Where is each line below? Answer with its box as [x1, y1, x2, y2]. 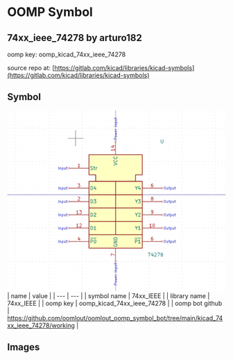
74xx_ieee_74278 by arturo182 [7, 32, 142, 44]
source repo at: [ [7, 64, 55, 72]
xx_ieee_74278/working [7, 321, 75, 329]
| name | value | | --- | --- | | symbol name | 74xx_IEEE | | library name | [7, 291, 210, 300]
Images [7, 341, 40, 353]
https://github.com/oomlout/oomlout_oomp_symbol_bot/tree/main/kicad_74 [7, 313, 223, 322]
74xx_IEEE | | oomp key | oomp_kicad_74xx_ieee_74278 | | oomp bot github [7, 299, 223, 307]
